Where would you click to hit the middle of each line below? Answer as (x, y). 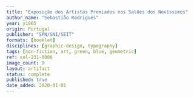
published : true (27, 80)
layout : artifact (28, 68)
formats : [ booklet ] (31, 40)
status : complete (28, 74)
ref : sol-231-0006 (29, 57)
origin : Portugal (28, 29)
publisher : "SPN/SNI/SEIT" (40, 35)
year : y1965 (21, 23)
